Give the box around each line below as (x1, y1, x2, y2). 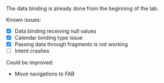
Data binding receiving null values (14, 27, 97, 34)
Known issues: (6, 16, 42, 23)
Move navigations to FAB (14, 70, 75, 78)
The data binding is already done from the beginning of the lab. (6, 5, 159, 12)
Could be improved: (6, 59, 54, 66)
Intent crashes (14, 47, 50, 54)
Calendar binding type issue (14, 34, 83, 41)
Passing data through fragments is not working (14, 41, 128, 48)
